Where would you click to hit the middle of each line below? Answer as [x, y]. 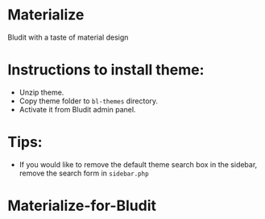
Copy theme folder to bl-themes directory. [89, 101]
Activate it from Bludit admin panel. [77, 109]
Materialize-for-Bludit [82, 206]
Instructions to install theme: [106, 70]
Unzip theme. [41, 92]
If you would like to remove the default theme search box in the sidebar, [138, 164]
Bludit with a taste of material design [68, 37]
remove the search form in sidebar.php [84, 173]
